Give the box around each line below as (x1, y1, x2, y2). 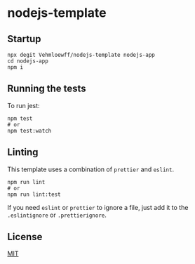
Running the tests (7, 83, 86, 95)
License (7, 231, 43, 243)
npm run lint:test (7, 191, 61, 198)
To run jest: (7, 101, 40, 110)
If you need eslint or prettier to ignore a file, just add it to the (7, 203, 189, 211)
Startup (7, 33, 41, 45)
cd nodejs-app (7, 58, 49, 65)
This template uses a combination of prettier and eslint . (7, 165, 174, 173)
